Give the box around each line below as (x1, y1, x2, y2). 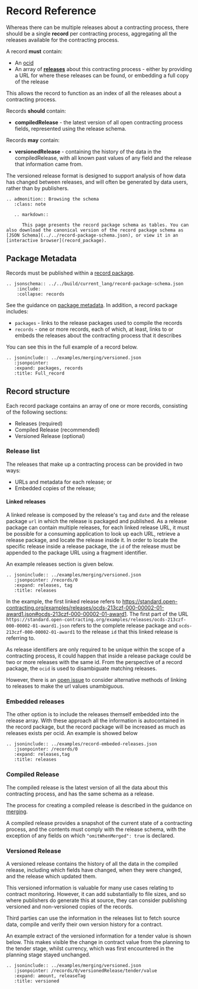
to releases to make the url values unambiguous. (6, 682, 125, 690)
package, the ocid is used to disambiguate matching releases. (6, 665, 157, 672)
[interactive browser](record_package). (6, 237, 108, 243)
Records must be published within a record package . (6, 269, 135, 276)
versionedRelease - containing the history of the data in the (14, 148, 161, 155)
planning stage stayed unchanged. (6, 951, 90, 958)
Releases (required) (14, 420, 63, 427)
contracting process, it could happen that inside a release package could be (6, 652, 191, 659)
